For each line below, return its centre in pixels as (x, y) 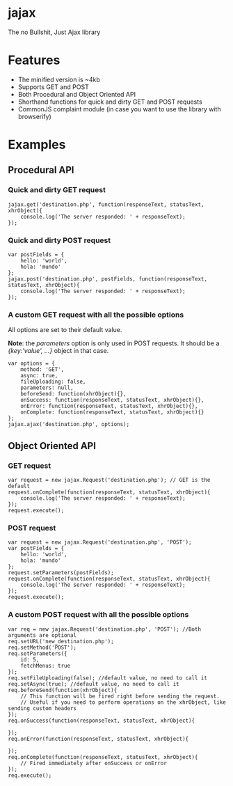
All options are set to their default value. (65, 330)
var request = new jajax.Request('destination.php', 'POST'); (100, 542)
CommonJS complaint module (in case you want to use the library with (119, 109)
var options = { (31, 363)
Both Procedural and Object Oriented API (77, 94)
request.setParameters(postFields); (61, 573)
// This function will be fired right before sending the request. (120, 696)
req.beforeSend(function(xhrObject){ (63, 690)
